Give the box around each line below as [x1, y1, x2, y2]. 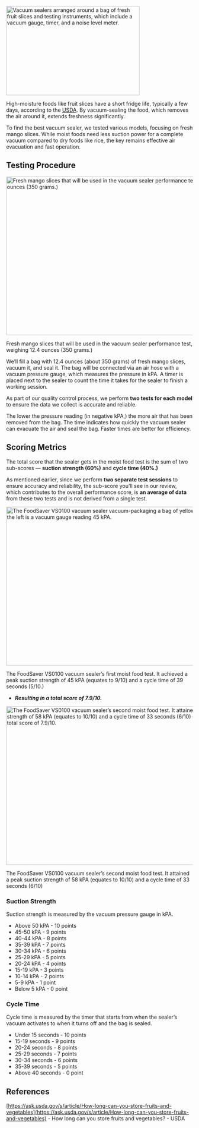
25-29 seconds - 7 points [14, 1050, 77, 1057]
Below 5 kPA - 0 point [14, 985, 68, 992]
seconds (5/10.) [6, 683, 44, 690]
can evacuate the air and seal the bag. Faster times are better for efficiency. [6, 425, 191, 432]
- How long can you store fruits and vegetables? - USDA [47, 1115, 185, 1122]
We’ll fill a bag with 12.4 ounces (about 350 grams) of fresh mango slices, [6, 358, 186, 365]
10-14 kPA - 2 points [14, 972, 64, 979]
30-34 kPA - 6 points [14, 947, 66, 954]
